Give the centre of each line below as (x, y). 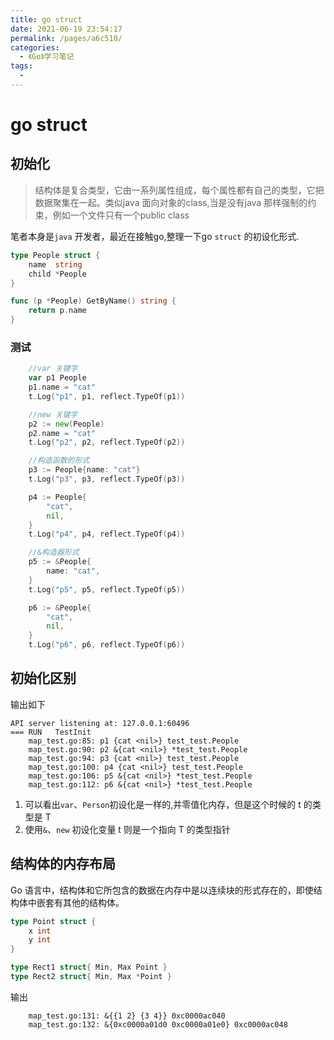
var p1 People (57, 378)
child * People (57, 274)
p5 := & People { (60, 562)
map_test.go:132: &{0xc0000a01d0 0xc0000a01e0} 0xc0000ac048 (158, 1024)
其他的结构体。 (93, 902)
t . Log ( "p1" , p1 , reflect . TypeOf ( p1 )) (107, 396)
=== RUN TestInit (51, 732)
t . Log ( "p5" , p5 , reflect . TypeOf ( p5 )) (107, 589)
